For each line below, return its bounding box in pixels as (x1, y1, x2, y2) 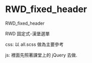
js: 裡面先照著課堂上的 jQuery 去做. (5, 52, 77, 58)
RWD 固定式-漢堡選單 (5, 30, 50, 36)
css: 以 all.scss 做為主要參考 (5, 41, 64, 47)
